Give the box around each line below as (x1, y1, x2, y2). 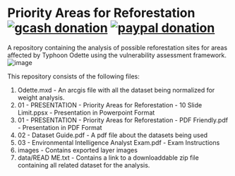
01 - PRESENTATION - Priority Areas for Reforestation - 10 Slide (17, 100, 203, 109)
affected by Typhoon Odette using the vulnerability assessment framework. (7, 51, 227, 59)
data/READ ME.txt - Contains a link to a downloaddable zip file (17, 153, 199, 162)
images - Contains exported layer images (17, 146, 138, 154)
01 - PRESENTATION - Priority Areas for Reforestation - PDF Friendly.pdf (17, 115, 228, 124)
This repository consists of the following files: (7, 72, 140, 81)
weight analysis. (17, 93, 65, 102)
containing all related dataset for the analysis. (17, 160, 150, 169)
